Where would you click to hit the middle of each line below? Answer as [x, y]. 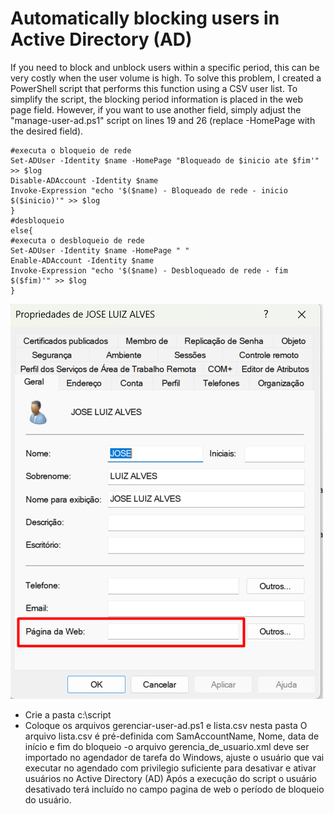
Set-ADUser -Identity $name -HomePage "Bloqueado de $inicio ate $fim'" [165, 160]
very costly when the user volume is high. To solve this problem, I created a [166, 78]
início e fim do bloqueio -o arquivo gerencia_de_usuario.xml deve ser [167, 746]
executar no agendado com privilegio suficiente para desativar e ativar [170, 768]
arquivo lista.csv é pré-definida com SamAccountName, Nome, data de [172, 736]
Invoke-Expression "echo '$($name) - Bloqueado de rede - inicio [149, 190]
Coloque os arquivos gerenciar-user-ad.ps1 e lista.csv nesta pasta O [166, 725]
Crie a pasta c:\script [68, 714]
